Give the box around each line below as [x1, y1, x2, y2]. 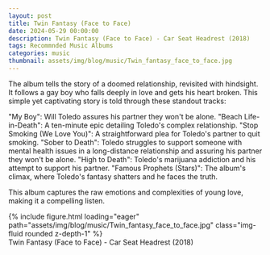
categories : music [8, 49, 70, 57]
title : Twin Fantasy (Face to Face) [8, 19, 131, 27]
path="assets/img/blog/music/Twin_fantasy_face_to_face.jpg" [8, 219, 214, 230]
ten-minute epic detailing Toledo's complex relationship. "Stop [51, 120, 259, 130]
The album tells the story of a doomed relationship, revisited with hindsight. [8, 78, 259, 89]
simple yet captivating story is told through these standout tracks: [8, 96, 226, 106]
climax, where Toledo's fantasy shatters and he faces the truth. [8, 171, 218, 182]
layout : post [8, 11, 52, 20]
